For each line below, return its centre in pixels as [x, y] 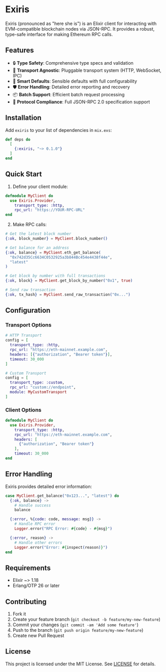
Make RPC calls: [30, 225]
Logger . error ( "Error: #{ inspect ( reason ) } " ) [61, 547]
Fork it [19, 614]
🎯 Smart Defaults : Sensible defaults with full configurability [75, 81]
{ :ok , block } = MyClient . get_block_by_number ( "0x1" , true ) [69, 281]
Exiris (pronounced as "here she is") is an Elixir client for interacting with [81, 23]
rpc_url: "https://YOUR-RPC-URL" [50, 210]
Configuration [28, 311]
